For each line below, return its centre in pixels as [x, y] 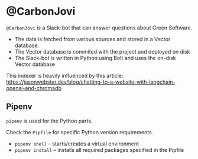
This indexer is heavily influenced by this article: [65, 75]
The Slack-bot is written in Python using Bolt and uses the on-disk [95, 58]
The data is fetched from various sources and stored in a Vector [92, 39]
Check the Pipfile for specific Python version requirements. [80, 132]
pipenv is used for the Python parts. [49, 121]
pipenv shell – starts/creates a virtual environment [77, 144]
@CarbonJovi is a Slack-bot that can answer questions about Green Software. [99, 28]
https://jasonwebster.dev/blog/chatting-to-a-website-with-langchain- [91, 82]
